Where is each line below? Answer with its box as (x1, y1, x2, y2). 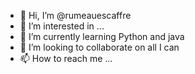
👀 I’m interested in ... (19, 20, 105, 32)
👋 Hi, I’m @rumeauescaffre (19, 10, 132, 21)
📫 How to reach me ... (19, 53, 113, 64)
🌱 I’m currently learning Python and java (19, 31, 185, 42)
